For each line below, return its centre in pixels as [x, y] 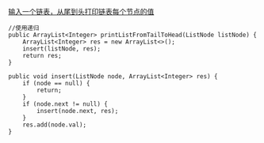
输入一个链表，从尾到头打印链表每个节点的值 [81, 11]
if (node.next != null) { [65, 104]
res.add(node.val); [55, 125]
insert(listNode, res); [62, 49]
